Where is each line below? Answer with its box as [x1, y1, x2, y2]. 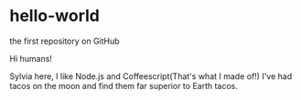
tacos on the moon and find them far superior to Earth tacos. [9, 80, 238, 91]
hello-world [9, 5, 101, 26]
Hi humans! [9, 53, 53, 64]
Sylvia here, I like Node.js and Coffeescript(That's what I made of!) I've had [9, 70, 293, 82]
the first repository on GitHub [9, 35, 121, 46]
